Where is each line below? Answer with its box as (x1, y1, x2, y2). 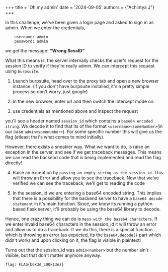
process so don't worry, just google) (12, 89, 88, 95)
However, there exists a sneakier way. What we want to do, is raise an (5, 144, 150, 150)
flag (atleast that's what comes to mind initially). (5, 134, 105, 140)
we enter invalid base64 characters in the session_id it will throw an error (5, 221, 157, 227)
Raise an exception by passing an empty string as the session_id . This (12, 170, 163, 175)
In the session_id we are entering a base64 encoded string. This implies (12, 190, 162, 196)
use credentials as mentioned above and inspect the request (12, 108, 138, 114)
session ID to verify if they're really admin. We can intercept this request (5, 63, 155, 69)
